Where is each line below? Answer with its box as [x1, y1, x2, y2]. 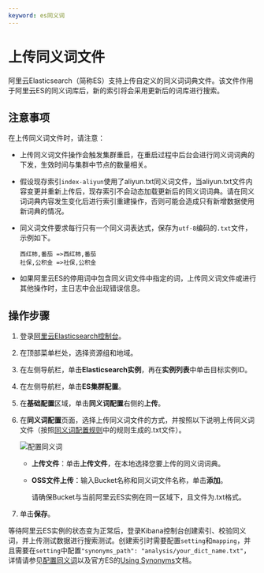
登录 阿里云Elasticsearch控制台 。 [19, 331, 126, 341]
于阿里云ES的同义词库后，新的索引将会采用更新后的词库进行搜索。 [8, 85, 225, 95]
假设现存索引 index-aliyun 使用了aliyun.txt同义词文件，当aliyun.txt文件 [19, 177, 247, 187]
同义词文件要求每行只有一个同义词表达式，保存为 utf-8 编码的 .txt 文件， [19, 223, 252, 233]
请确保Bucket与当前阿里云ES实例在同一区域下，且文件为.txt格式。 [31, 492, 246, 502]
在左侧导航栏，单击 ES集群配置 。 [19, 382, 126, 391]
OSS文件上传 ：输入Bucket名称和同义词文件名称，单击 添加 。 [31, 476, 228, 485]
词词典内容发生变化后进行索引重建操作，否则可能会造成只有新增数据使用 [19, 197, 255, 206]
